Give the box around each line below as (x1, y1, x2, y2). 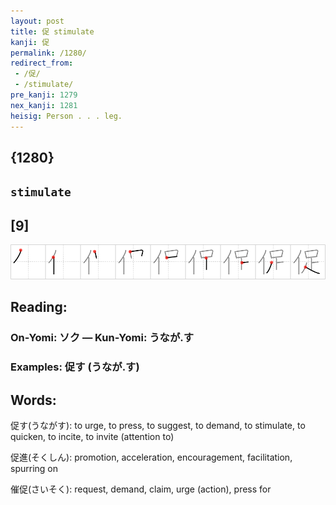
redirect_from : (10, 58, 74, 69)
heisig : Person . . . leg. (10, 111, 123, 121)
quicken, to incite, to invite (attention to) (10, 431, 175, 443)
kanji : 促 (10, 37, 50, 47)
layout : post (10, 16, 65, 26)
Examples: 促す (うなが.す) (10, 360, 140, 374)
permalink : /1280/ (10, 48, 87, 58)
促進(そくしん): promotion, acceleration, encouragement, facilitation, (10, 451, 293, 464)
